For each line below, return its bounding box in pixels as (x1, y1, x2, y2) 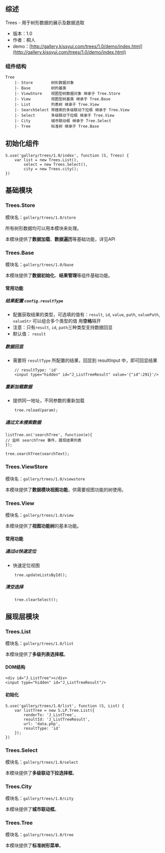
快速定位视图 (12, 562, 40, 568)
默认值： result (12, 331, 46, 337)
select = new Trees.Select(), (23, 162, 88, 167)
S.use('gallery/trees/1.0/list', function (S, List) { (5, 703, 125, 708)
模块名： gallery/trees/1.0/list (5, 641, 74, 647)
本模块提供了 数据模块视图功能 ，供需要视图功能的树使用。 (5, 487, 126, 493)
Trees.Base (5, 249, 34, 256)
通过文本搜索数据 (5, 419, 41, 425)
